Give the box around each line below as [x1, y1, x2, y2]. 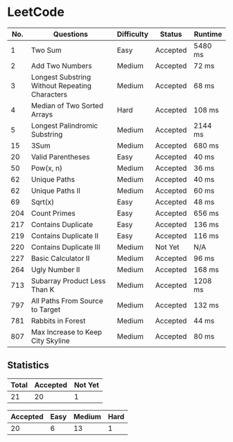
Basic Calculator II [31, 253, 90, 263]
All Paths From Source [31, 296, 104, 305]
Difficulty [116, 29, 149, 39]
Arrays [31, 109, 53, 119]
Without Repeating [31, 80, 92, 90]
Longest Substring [31, 72, 92, 82]
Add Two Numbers [31, 60, 92, 70]
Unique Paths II [31, 185, 81, 195]
